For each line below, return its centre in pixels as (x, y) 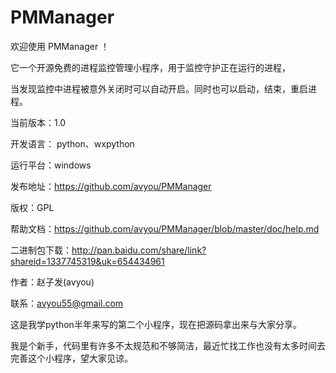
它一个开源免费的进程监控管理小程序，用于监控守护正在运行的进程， (150, 67)
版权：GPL (32, 207)
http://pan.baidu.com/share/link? (139, 250)
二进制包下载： (41, 250)
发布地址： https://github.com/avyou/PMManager (111, 186)
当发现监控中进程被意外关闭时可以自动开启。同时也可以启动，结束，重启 (159, 88)
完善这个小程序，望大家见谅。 (71, 358)
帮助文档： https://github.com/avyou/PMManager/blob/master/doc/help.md (165, 228)
